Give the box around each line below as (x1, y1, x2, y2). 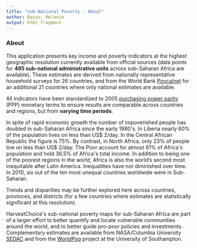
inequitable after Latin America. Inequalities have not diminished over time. (6, 162, 187, 169)
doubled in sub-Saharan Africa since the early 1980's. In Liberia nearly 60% (6, 125, 190, 132)
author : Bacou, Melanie (6, 14, 65, 20)
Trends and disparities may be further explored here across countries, (6, 186, 176, 193)
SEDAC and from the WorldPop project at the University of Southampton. (6, 235, 183, 242)
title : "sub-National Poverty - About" (6, 8, 104, 15)
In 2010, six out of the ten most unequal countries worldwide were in (6, 169, 172, 176)
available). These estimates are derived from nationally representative (6, 71, 175, 78)
